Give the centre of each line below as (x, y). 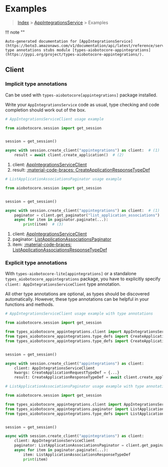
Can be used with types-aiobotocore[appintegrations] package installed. (81, 95)
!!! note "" (15, 32)
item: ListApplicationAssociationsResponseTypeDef (77, 455)
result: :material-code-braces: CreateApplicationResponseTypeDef (81, 170)
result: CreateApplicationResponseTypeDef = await (68, 378)
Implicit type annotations (36, 84)
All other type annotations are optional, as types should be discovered (77, 294)
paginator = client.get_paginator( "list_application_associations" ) (87, 215)
